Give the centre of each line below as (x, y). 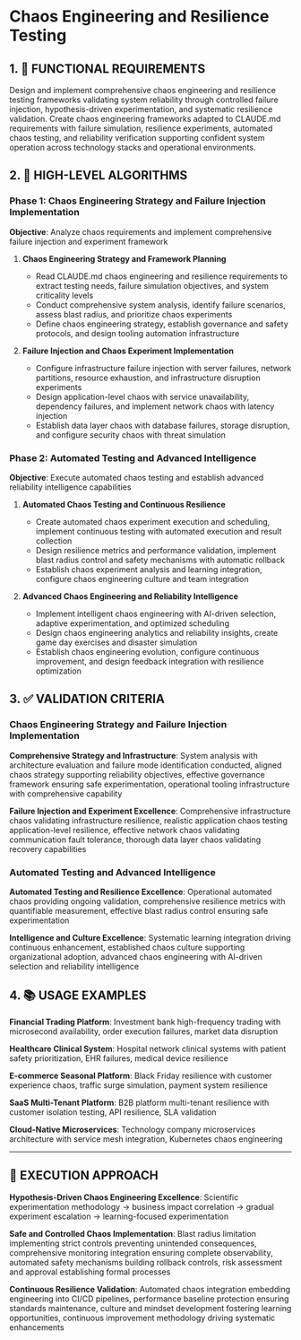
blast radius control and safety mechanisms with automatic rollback (160, 560)
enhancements (37, 1327)
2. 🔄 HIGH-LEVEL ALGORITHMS (99, 175)
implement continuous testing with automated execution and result (159, 531)
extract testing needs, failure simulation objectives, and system (152, 285)
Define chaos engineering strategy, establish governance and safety (162, 324)
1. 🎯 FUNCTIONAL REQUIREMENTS (107, 69)
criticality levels (64, 295)
